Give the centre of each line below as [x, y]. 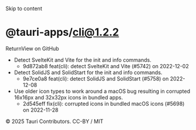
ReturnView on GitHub [32, 48]
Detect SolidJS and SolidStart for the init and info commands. [88, 72]
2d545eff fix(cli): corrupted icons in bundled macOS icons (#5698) [104, 104]
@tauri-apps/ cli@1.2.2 [62, 32]
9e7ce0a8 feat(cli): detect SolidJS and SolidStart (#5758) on [96, 78]
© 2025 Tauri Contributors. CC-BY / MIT [55, 121]
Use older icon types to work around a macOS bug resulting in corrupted [102, 91]
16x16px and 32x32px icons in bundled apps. [68, 97]
